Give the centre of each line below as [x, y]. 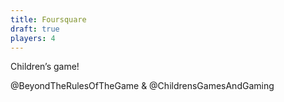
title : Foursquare [48, 19]
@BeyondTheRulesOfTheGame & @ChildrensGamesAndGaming [142, 86]
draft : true [35, 29]
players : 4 [33, 38]
